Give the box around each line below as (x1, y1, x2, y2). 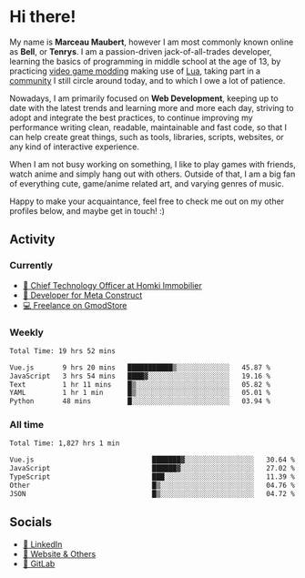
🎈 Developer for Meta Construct (22, 289, 143, 300)
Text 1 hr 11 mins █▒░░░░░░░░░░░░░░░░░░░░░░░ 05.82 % (9, 380, 271, 389)
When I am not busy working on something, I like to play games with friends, (9, 158, 296, 169)
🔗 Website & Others (22, 548, 97, 559)
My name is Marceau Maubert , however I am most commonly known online (9, 36, 294, 47)
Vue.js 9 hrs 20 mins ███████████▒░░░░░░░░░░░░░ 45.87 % (9, 362, 271, 372)
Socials (9, 514, 53, 530)
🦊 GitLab (22, 558, 56, 569)
